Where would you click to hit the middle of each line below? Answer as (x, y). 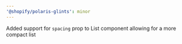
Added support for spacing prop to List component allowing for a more (91, 28)
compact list (21, 34)
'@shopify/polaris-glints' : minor (48, 11)
